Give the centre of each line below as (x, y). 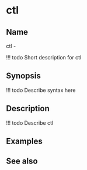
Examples (24, 141)
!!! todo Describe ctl (30, 123)
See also (22, 161)
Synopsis (23, 76)
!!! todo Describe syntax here (41, 90)
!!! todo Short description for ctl (44, 57)
